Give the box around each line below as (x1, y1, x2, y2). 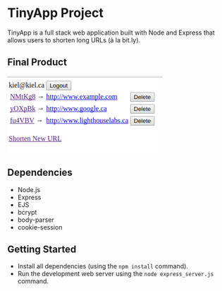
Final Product (7, 57, 67, 69)
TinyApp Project (7, 5, 104, 21)
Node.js (17, 185, 41, 194)
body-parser (17, 215, 54, 224)
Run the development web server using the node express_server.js (17, 270, 214, 278)
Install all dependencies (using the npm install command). (17, 262, 189, 271)
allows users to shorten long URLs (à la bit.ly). (7, 35, 141, 44)
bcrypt (17, 208, 37, 216)
